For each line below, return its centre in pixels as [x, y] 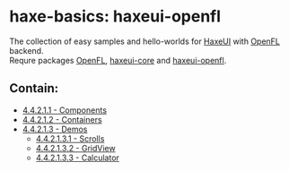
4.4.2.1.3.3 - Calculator [77, 158]
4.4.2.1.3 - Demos [55, 129]
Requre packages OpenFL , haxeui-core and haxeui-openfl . [118, 60]
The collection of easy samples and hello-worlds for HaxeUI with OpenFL [145, 41]
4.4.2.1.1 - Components [65, 110]
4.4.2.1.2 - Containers [62, 119]
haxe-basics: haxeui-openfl [115, 17]
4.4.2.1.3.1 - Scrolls [70, 138]
